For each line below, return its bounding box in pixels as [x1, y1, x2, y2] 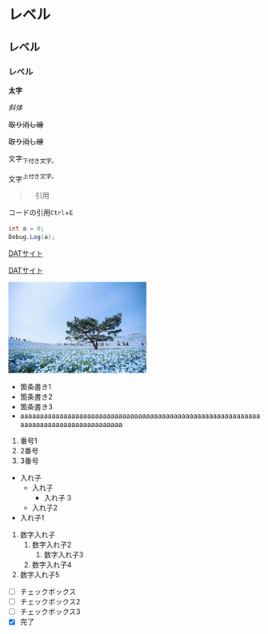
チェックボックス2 [19, 597, 81, 607]
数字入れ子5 [19, 570, 60, 580]
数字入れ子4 [31, 560, 72, 570]
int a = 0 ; [8, 225, 45, 233]
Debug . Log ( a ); [8, 233, 56, 241]
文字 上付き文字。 [8, 172, 58, 183]
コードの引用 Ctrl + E [8, 208, 74, 217]
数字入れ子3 [43, 550, 84, 560]
